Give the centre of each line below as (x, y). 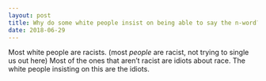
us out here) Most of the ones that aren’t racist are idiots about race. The (127, 61)
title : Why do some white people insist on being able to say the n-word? (134, 23)
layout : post (30, 15)
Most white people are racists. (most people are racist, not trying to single (129, 53)
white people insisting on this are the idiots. (79, 69)
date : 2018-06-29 (37, 30)
